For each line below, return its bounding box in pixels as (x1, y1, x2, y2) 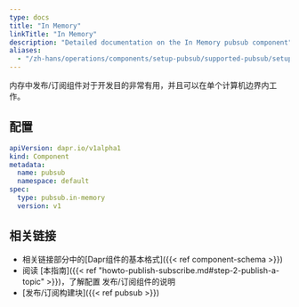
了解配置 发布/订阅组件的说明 (69, 276, 176, 287)
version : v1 (17, 201, 62, 210)
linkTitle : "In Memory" (9, 29, 98, 38)
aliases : (9, 46, 42, 55)
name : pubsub (17, 168, 66, 178)
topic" (21, 276, 44, 287)
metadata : (9, 160, 46, 169)
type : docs (9, 12, 50, 22)
